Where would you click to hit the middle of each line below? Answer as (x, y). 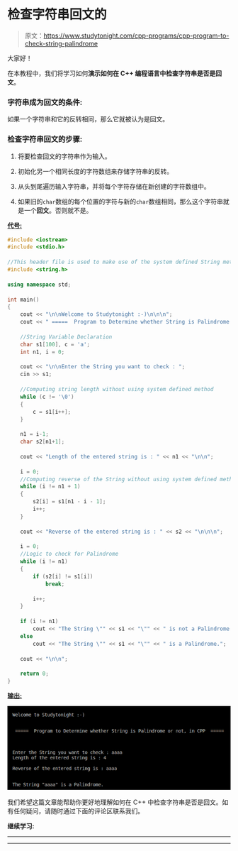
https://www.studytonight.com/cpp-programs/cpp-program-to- (136, 35)
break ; (55, 584)
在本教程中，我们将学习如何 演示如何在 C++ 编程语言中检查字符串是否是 (112, 73)
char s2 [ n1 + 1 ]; (42, 442)
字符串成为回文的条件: (45, 102)
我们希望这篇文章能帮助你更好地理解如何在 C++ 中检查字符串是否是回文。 (115, 802)
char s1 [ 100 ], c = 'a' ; (55, 344)
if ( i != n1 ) (39, 622)
